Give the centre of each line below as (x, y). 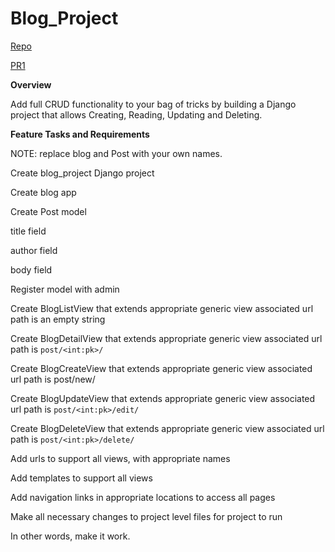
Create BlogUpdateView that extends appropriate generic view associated (163, 398)
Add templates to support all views (81, 478)
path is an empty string (58, 319)
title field (28, 231)
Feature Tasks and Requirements (80, 134)
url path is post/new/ (53, 379)
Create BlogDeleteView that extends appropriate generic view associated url (167, 428)
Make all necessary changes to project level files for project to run (146, 516)
